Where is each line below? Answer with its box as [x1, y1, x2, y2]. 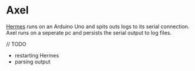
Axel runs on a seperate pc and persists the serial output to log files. [6, 29, 172, 36]
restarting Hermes [14, 52, 60, 59]
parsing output [14, 58, 51, 65]
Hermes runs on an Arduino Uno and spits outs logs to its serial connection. [6, 23, 190, 30]
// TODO [6, 40, 27, 48]
